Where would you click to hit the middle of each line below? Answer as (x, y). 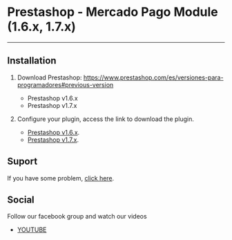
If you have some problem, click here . (61, 178)
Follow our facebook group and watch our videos (77, 216)
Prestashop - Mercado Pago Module (113, 12)
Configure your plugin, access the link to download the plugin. (106, 119)
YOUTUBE (32, 230)
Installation (32, 61)
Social (21, 200)
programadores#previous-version (65, 84)
